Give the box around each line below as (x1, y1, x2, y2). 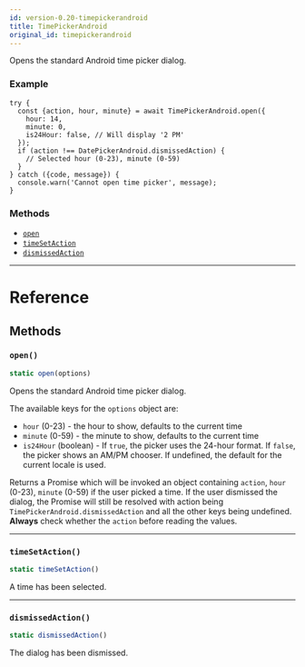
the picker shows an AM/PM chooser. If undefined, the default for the (22, 449, 282, 460)
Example (9, 78, 49, 91)
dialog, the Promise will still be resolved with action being (9, 496, 224, 507)
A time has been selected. (9, 581, 107, 592)
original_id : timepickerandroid (9, 30, 132, 39)
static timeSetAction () (9, 565, 100, 574)
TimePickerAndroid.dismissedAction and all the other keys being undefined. (9, 505, 292, 516)
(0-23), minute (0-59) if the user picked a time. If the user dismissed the (9, 486, 279, 497)
